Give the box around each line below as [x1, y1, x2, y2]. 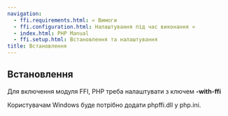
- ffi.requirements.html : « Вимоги [13, 17, 117, 24]
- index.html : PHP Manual [13, 29, 90, 37]
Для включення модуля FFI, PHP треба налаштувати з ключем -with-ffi [7, 87, 222, 95]
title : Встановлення [7, 43, 68, 50]
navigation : [7, 10, 42, 17]
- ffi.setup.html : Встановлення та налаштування [13, 36, 158, 43]
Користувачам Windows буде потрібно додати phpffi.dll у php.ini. [7, 101, 201, 109]
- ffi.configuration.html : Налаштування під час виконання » [13, 23, 196, 30]
